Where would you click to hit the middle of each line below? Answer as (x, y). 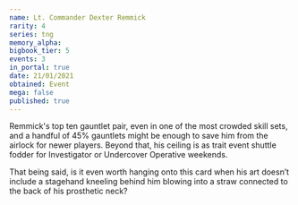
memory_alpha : (36, 43)
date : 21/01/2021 (42, 76)
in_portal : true (39, 68)
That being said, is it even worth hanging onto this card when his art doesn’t (149, 172)
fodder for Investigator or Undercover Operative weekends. (119, 155)
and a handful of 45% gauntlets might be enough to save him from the (139, 136)
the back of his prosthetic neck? (68, 191)
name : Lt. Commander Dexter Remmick (77, 17)
